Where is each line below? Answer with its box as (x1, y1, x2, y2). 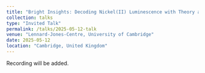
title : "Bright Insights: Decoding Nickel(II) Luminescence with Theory (6, 9, 195, 15)
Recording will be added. (6, 59, 69, 67)
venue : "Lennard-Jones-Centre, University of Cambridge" (6, 32, 154, 38)
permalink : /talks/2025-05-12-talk (6, 26, 97, 32)
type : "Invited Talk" (6, 20, 62, 26)
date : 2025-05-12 (6, 37, 51, 43)
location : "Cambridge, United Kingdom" (6, 43, 108, 49)
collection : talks (6, 15, 53, 21)
